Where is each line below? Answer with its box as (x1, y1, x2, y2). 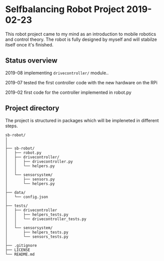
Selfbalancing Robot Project (5, 4, 125, 15)
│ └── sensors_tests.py (5, 234, 69, 239)
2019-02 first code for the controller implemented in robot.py (5, 89, 132, 95)
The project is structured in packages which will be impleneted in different (5, 117, 159, 123)
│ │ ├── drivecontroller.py (5, 159, 73, 164)
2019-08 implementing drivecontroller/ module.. (5, 70, 109, 76)
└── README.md (5, 251, 35, 257)
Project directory (5, 104, 59, 113)
